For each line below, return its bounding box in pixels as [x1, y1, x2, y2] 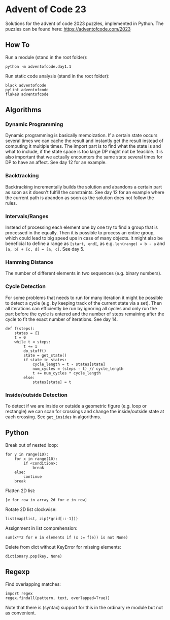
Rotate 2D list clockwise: [5, 506, 57, 513]
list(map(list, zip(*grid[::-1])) [5, 516, 79, 521]
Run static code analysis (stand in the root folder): [5, 73, 110, 79]
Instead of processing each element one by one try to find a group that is [5, 224, 158, 230]
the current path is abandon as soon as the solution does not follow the [5, 195, 154, 201]
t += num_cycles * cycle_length [32, 370, 101, 375]
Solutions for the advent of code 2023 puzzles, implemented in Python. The [5, 20, 164, 26]
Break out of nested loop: [5, 442, 58, 448]
